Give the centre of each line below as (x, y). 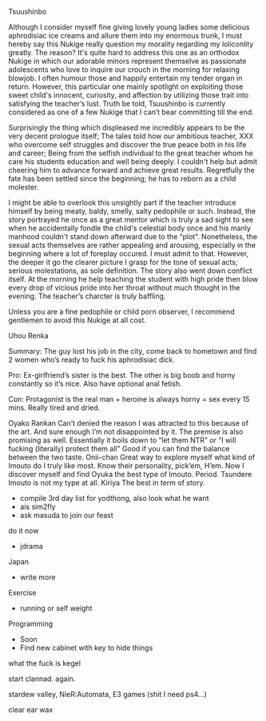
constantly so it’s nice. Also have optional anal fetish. (95, 384)
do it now (24, 531)
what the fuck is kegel (45, 663)
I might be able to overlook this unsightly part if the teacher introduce (122, 202)
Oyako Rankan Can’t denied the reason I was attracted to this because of (129, 423)
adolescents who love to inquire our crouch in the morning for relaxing (124, 70)
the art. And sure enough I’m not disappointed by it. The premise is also (126, 432)
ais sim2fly (38, 507)
